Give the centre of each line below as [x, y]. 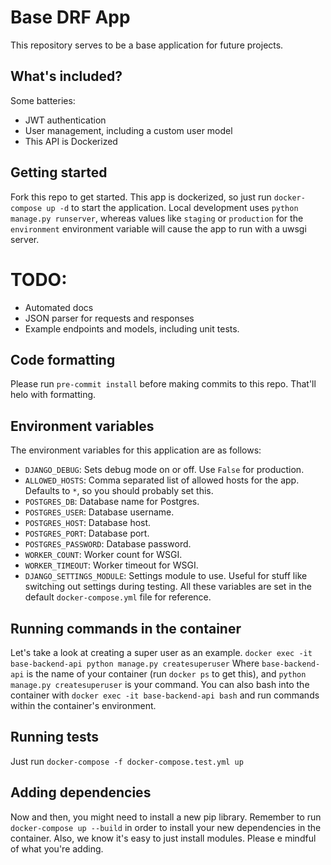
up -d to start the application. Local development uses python [172, 207]
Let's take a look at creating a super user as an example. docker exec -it [161, 652]
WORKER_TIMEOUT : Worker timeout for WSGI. [111, 565]
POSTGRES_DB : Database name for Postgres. [112, 502]
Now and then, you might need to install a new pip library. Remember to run [166, 817]
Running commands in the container [126, 628]
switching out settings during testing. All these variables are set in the [168, 587]
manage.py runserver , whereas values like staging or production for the [157, 218]
